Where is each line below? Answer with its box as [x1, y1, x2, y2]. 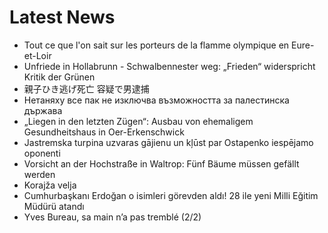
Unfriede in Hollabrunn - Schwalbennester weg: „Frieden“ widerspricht [23, 60, 316, 72]
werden [23, 168, 56, 180]
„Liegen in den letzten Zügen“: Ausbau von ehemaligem [23, 115, 254, 127]
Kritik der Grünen [23, 71, 96, 83]
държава [23, 104, 63, 116]
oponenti [23, 147, 61, 159]
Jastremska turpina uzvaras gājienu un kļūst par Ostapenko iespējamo [23, 136, 314, 148]
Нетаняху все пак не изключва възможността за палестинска [23, 94, 290, 106]
